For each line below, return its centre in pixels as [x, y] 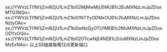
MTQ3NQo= [18, 12]
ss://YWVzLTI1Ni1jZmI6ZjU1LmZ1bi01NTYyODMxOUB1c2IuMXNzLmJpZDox [83, 18]
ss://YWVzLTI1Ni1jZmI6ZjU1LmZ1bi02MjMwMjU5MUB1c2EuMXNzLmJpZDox [83, 7]
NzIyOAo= [16, 23]
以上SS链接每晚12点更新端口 [59, 45]
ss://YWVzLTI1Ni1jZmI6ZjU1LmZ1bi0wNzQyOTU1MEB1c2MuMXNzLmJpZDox [84, 28]
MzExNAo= [17, 45]
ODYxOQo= [17, 33]
